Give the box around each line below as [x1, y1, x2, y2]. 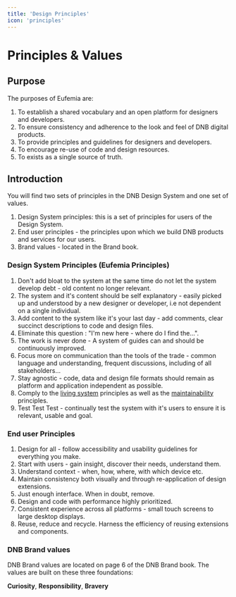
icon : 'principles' [7, 17, 65, 24]
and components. [17, 527, 69, 536]
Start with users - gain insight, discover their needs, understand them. [17, 460, 221, 468]
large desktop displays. [17, 512, 86, 520]
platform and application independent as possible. [17, 381, 163, 390]
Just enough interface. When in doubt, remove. [17, 489, 155, 498]
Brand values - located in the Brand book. [17, 242, 139, 251]
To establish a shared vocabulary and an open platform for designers [17, 107, 218, 116]
